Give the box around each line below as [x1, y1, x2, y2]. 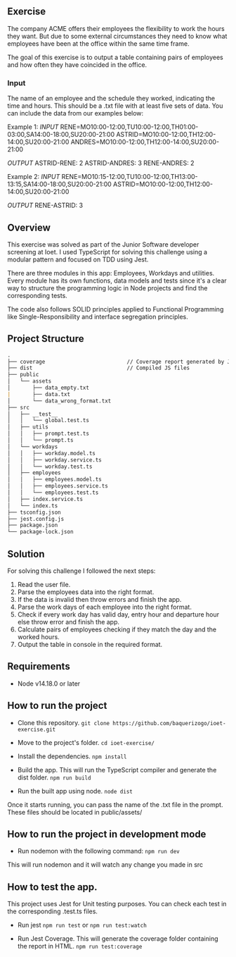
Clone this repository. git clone [17, 718, 110, 727]
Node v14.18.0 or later [17, 679, 81, 688]
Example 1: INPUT [7, 123, 59, 131]
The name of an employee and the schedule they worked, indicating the [7, 94, 216, 103]
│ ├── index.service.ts [7, 495, 83, 502]
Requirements [7, 660, 70, 672]
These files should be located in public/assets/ [7, 808, 143, 816]
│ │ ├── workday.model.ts [7, 450, 96, 457]
